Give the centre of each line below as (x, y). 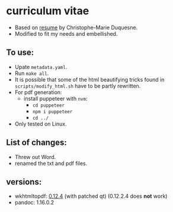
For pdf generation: (38, 92)
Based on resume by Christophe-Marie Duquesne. (76, 27)
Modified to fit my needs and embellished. (66, 33)
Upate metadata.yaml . (41, 67)
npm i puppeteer (52, 111)
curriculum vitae (48, 11)
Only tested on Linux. (41, 124)
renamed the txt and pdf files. (51, 163)
